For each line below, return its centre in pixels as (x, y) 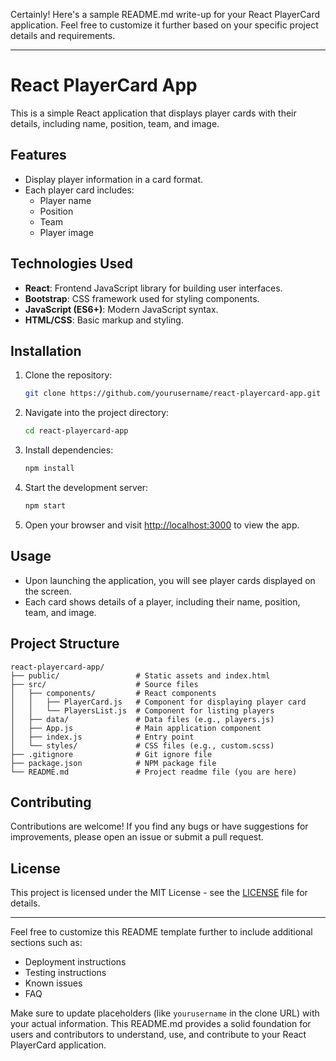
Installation (46, 350)
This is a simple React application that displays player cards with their (153, 113)
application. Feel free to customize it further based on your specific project (164, 25)
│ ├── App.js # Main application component (136, 728)
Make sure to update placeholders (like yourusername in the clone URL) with (165, 1013)
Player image (66, 232)
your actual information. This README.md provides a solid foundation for (161, 1024)
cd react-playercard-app (76, 431)
